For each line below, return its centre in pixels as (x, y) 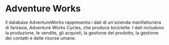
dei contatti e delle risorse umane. (41, 38)
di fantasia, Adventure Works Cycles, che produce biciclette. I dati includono (85, 27)
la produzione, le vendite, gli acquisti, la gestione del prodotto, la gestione (82, 33)
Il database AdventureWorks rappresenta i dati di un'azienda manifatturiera (83, 22)
